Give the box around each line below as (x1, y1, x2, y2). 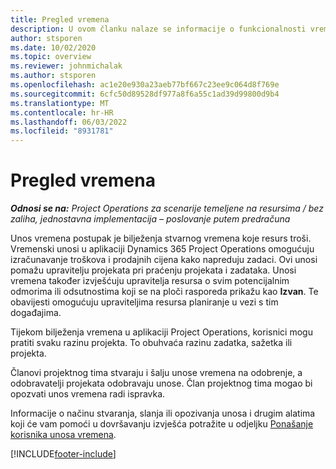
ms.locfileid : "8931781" (10, 126, 114, 136)
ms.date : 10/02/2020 (10, 42, 97, 53)
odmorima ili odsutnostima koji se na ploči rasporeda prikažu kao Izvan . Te (10, 286, 319, 298)
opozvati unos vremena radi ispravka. (10, 388, 166, 400)
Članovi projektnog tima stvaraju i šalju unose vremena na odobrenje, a (10, 367, 303, 379)
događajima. (10, 307, 62, 319)
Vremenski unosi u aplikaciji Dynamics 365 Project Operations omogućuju (10, 243, 315, 255)
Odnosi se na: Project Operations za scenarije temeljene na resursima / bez (10, 202, 324, 215)
